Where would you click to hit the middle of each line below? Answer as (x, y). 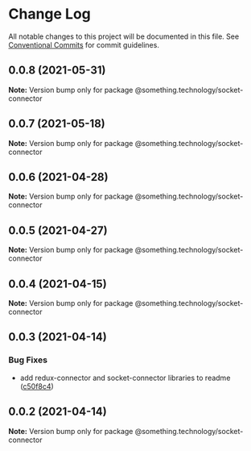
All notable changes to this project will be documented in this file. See (124, 36)
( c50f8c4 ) (37, 386)
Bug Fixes (28, 360)
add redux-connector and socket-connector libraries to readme (125, 378)
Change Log (49, 14)
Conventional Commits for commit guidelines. (84, 44)
